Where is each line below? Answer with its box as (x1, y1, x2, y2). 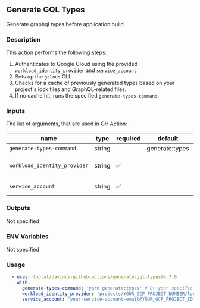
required (115, 134, 141, 143)
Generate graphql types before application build (6, 20, 124, 27)
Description (6, 35, 41, 43)
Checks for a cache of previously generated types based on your (14, 80, 175, 87)
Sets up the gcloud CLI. (14, 73, 72, 80)
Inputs (6, 107, 26, 115)
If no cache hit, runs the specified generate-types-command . (14, 92, 160, 99)
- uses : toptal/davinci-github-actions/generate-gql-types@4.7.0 (11, 274, 177, 280)
